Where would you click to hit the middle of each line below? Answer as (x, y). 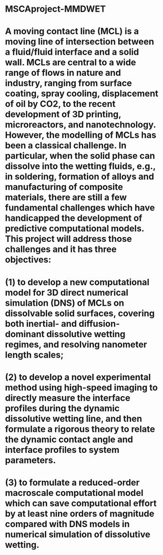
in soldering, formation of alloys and (80, 177)
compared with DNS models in (67, 524)
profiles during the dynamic (63, 408)
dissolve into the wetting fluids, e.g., (80, 166)
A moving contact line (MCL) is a (72, 32)
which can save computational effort (81, 503)
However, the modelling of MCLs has (81, 135)
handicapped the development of (74, 218)
